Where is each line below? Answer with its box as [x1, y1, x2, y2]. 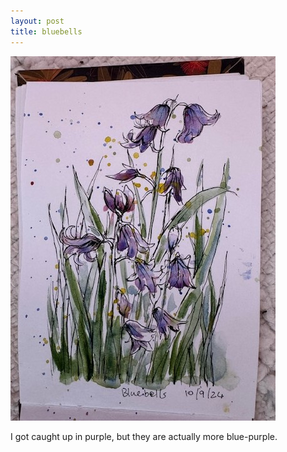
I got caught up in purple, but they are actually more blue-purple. [10, 430, 278, 442]
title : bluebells [10, 26, 83, 37]
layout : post [10, 16, 65, 26]
